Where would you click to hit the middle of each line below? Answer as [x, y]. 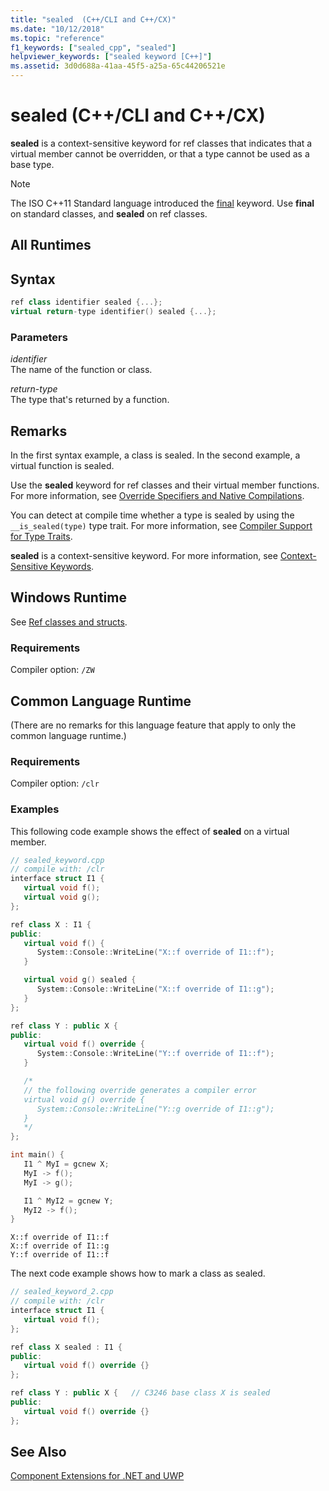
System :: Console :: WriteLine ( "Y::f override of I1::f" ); [155, 1054]
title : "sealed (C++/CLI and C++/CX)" [93, 19]
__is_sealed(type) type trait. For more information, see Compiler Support [161, 525]
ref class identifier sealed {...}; [86, 302]
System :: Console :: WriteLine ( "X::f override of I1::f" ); [155, 952]
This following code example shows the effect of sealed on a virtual [150, 831]
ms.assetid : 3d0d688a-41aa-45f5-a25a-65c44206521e [118, 66]
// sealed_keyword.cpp [57, 860]
